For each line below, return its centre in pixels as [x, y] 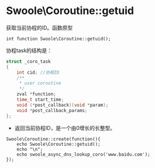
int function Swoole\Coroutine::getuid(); [58, 39]
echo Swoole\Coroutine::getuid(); [58, 144]
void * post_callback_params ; [52, 110]
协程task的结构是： [29, 50]
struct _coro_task [28, 61]
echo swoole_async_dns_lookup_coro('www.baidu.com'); [83, 154]
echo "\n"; [30, 149]
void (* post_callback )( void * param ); [63, 105]
